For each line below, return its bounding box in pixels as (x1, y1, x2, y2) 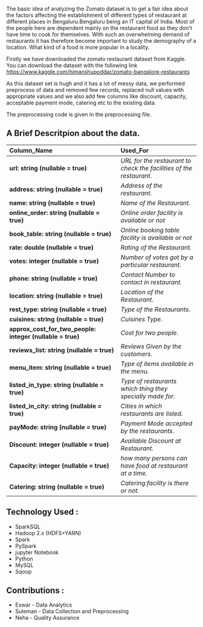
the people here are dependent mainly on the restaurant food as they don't (6, 24, 192, 31)
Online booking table (120, 226, 180, 234)
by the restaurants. (120, 426, 175, 435)
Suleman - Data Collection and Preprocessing (14, 608, 129, 615)
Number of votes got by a (120, 253, 193, 262)
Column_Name (9, 146, 53, 155)
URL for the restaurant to (120, 156, 192, 165)
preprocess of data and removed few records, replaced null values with (6, 86, 184, 93)
